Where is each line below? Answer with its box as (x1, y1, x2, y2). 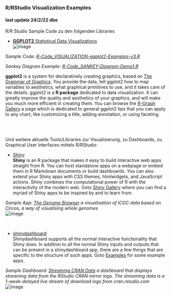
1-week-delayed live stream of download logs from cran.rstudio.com (5, 278, 150, 285)
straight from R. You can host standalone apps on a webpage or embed (12, 163, 163, 169)
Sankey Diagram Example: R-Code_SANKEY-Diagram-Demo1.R (5, 63, 139, 70)
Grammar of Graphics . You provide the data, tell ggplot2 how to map (5, 79, 149, 85)
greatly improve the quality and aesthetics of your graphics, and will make (5, 95, 161, 101)
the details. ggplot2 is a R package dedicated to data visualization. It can (5, 89, 158, 96)
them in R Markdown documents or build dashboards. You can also (12, 168, 154, 174)
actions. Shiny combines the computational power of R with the (12, 179, 146, 185)
